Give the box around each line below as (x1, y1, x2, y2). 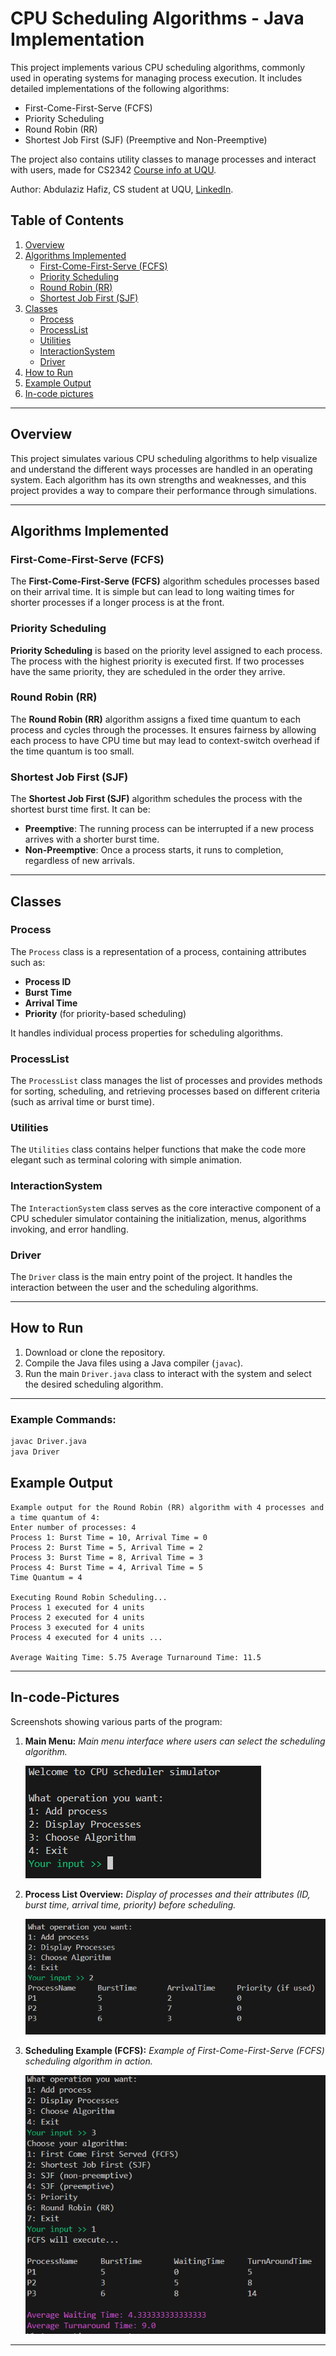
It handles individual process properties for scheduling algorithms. (10, 1027, 284, 1039)
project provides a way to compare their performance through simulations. (10, 484, 317, 496)
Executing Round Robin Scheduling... (10, 1592, 168, 1602)
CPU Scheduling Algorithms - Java (10, 7, 305, 30)
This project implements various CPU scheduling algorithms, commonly (10, 61, 306, 73)
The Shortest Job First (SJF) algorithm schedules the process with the (10, 793, 303, 805)
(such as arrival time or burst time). (10, 1096, 155, 1108)
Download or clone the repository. (24, 1346, 166, 1358)
